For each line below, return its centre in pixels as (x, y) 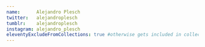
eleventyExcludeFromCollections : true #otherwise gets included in (94, 35)
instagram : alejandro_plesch (43, 29)
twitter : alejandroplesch (42, 18)
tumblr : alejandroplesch (42, 23)
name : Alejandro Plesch (43, 12)
